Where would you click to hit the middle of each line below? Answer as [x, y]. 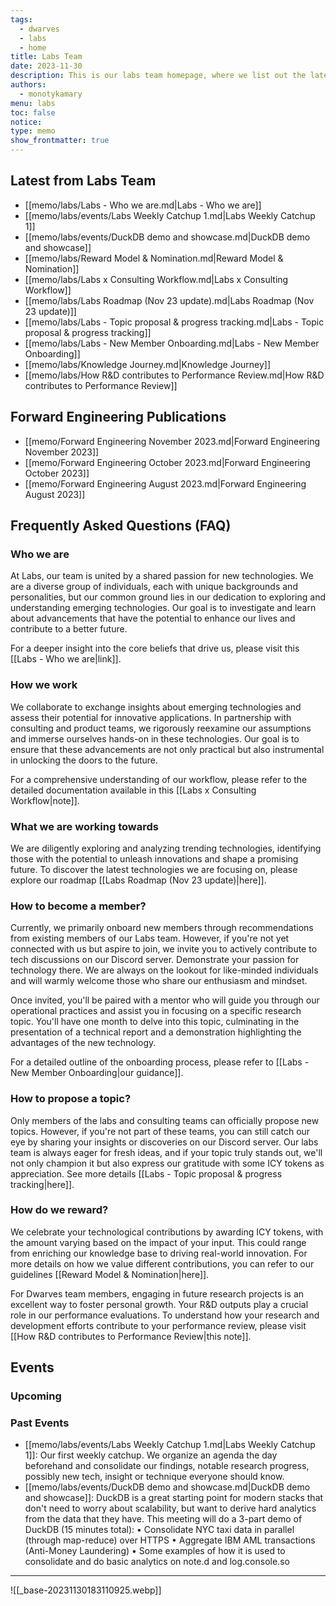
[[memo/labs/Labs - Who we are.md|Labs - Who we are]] [143, 205]
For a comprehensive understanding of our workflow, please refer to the [159, 779]
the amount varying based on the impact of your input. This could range [158, 1242]
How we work [44, 685]
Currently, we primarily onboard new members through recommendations [162, 928]
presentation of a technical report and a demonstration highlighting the [156, 1032]
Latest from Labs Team [83, 181]
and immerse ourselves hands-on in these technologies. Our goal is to [155, 738]
